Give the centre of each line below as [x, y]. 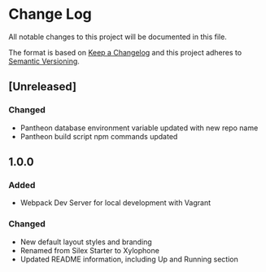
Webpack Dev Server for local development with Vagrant [116, 203]
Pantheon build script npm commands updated [99, 136]
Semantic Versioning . [44, 61]
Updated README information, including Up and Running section [129, 259]
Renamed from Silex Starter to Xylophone [90, 250]
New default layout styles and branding [86, 242]
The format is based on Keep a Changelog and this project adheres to [125, 52]
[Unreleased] [43, 87]
